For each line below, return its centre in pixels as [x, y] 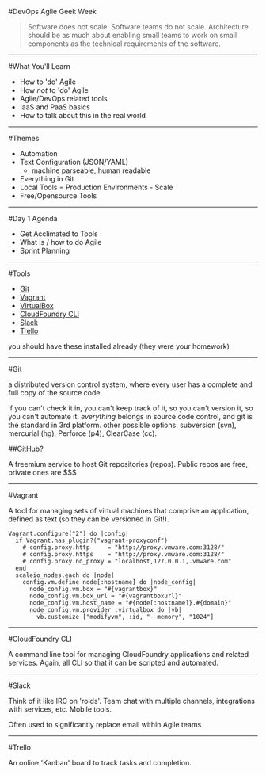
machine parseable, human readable [91, 170]
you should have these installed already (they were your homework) [119, 346]
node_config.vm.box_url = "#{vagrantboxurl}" [105, 596]
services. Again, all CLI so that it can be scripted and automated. [114, 662]
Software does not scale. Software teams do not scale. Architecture [138, 27]
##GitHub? [26, 449]
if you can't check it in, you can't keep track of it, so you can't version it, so [131, 408]
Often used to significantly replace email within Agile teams [105, 725]
